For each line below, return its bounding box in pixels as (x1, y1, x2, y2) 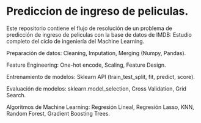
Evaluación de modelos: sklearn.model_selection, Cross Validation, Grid (6, 84, 186, 92)
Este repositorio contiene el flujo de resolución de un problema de (6, 24, 172, 32)
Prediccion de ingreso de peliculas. (6, 4, 189, 18)
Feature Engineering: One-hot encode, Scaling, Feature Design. (6, 61, 166, 69)
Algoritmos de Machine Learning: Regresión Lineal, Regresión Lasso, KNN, (6, 103, 194, 111)
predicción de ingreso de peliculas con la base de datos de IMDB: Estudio (6, 31, 192, 38)
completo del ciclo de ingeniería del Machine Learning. (6, 37, 145, 45)
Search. (6, 91, 26, 99)
